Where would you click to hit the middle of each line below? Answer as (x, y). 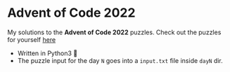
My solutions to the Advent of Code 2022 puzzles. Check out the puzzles (114, 32)
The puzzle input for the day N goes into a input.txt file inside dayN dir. (120, 60)
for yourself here (32, 39)
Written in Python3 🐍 (47, 53)
